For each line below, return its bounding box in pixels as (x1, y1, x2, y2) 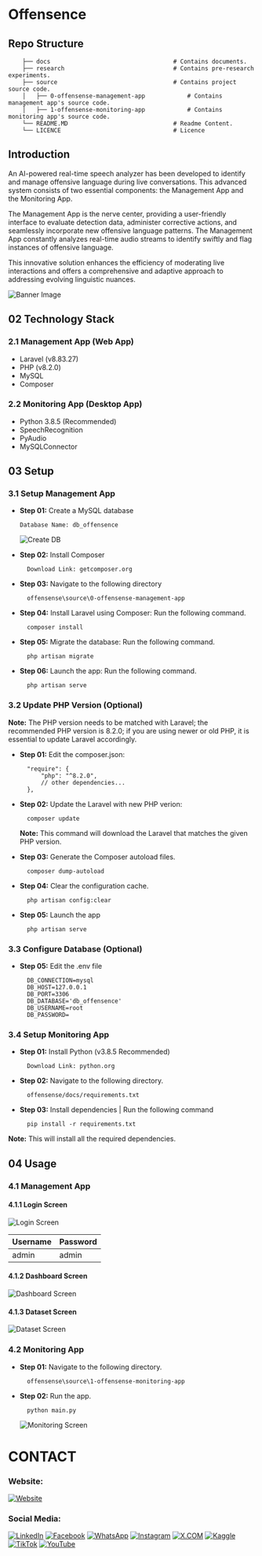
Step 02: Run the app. (19, 1391, 92, 1400)
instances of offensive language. (8, 242, 114, 252)
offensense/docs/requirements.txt (27, 1092, 140, 1100)
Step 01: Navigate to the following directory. (19, 1362, 162, 1371)
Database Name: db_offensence (19, 521, 119, 529)
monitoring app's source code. (8, 113, 111, 120)
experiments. (8, 72, 51, 79)
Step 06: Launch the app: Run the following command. (19, 667, 197, 676)
